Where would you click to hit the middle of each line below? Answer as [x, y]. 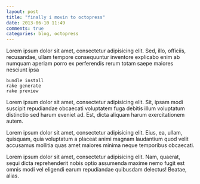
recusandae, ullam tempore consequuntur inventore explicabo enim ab [93, 57]
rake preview [22, 91]
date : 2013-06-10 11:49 [36, 23]
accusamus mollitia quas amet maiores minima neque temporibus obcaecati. [100, 145]
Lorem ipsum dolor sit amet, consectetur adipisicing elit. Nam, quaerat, [93, 157]
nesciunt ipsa [23, 70]
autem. [15, 121]
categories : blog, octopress [42, 34]
